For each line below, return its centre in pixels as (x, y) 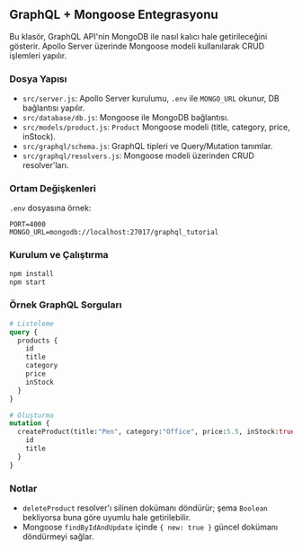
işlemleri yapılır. (38, 55)
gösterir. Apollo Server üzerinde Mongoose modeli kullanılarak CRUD (137, 46)
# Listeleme (31, 324)
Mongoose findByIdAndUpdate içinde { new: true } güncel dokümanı (150, 527)
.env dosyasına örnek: (50, 208)
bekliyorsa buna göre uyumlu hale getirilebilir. (107, 517)
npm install (31, 273)
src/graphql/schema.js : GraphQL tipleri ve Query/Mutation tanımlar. (147, 147)
